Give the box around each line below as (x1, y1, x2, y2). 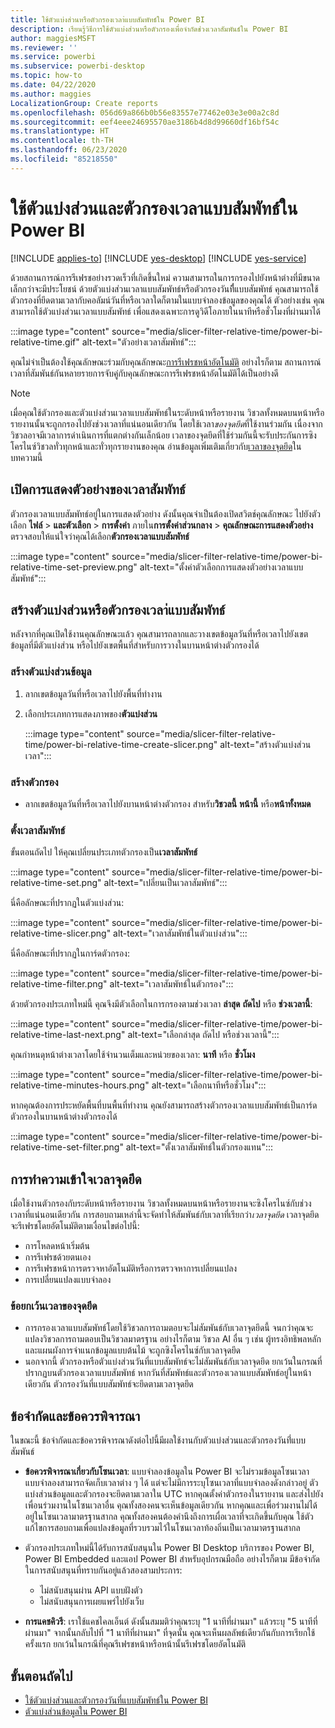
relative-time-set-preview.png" (10, 561, 138, 573)
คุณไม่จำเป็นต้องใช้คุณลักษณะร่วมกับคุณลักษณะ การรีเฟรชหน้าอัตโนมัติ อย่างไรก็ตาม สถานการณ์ (10, 356, 322, 368)
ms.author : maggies (10, 89, 92, 99)
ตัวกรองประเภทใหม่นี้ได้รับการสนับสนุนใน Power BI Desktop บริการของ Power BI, (24, 1542, 315, 1554)
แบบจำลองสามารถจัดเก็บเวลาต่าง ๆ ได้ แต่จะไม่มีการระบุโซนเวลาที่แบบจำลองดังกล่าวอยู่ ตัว (24, 1477, 319, 1489)
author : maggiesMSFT (10, 33, 97, 43)
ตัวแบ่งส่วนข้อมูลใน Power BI (24, 1705, 128, 1717)
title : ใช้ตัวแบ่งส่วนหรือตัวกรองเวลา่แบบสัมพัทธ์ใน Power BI (10, 14, 205, 25)
